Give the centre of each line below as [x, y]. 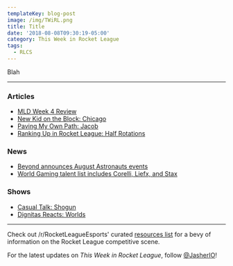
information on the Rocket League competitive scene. [84, 241]
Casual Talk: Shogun [46, 207]
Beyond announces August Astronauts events [83, 166]
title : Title [26, 26]
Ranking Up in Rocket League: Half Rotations [81, 134]
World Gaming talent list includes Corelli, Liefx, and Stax [97, 174]
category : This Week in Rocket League [63, 39]
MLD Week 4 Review [47, 112]
